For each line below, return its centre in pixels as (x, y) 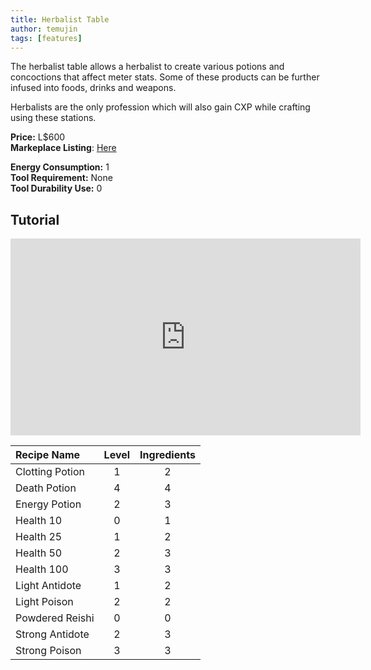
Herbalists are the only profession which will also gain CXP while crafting (160, 107)
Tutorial (35, 219)
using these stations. (53, 118)
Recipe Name (48, 455)
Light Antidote (48, 586)
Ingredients (167, 455)
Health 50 (39, 553)
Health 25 (39, 537)
